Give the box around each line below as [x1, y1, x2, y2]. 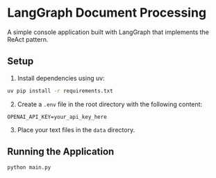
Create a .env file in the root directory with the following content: [17, 99, 203, 108]
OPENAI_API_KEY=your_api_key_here [7, 113, 108, 120]
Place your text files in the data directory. [17, 125, 135, 133]
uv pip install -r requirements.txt [7, 87, 113, 95]
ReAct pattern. [7, 35, 49, 43]
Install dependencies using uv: [17, 74, 106, 82]
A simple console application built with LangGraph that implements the [7, 28, 210, 36]
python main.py [7, 164, 51, 171]
